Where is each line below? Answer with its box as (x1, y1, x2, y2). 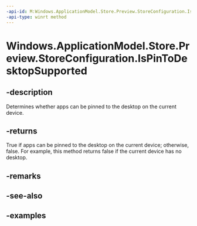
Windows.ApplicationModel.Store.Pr (6, 39, 190, 53)
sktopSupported (6, 64, 88, 77)
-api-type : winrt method (6, 14, 67, 20)
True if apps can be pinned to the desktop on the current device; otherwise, (6, 142, 189, 149)
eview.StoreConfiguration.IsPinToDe (6, 52, 188, 65)
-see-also (6, 191, 43, 201)
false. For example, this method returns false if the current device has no (6, 148, 182, 155)
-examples (6, 211, 46, 221)
